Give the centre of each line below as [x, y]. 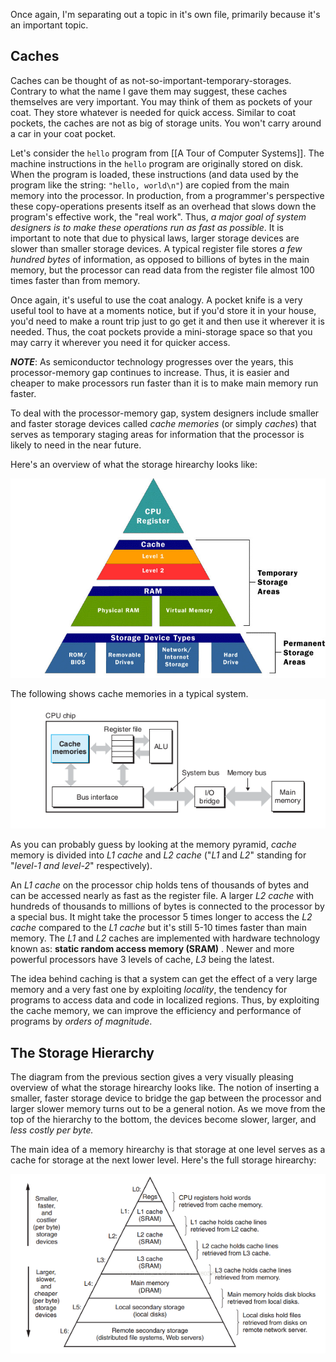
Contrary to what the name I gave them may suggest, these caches [149, 91]
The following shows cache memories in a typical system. [129, 693]
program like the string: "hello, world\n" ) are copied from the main [150, 185]
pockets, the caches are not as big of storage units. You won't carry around [166, 123]
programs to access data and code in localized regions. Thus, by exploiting [165, 1000]
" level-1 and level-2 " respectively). [81, 866]
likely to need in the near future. [76, 445]
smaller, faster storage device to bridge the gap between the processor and [166, 1098]
